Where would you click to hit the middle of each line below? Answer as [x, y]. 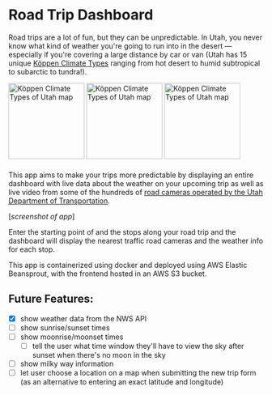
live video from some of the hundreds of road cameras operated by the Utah [136, 192]
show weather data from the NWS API [83, 318]
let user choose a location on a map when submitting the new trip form [138, 373]
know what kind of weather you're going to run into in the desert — [120, 45]
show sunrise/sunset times [65, 327]
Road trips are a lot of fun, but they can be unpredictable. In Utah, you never [136, 37]
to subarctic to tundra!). [48, 71]
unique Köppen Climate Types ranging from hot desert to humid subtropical [134, 63]
